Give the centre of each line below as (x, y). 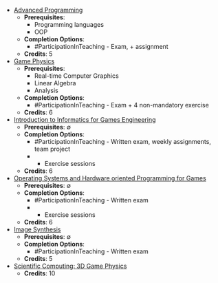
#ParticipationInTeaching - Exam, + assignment (101, 46)
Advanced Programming (48, 10)
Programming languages (69, 24)
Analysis (46, 90)
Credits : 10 (40, 273)
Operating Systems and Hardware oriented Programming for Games (110, 178)
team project (52, 149)
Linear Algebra (55, 83)
